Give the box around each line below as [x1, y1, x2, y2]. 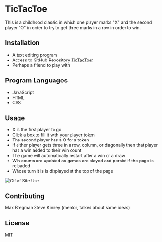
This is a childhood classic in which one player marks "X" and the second [5, 20, 152, 25]
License [5, 219, 30, 227]
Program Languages [5, 77, 68, 85]
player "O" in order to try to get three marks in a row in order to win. [5, 24, 141, 30]
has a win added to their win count [12, 147, 82, 153]
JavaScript [12, 89, 34, 95]
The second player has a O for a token [12, 137, 89, 143]
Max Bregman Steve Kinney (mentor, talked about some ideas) [5, 205, 130, 211]
